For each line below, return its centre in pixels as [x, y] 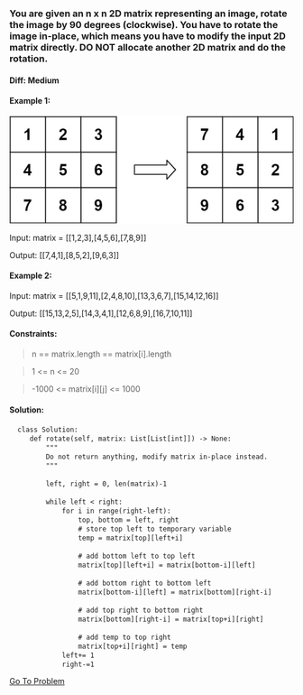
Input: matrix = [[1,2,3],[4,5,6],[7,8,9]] [78, 237]
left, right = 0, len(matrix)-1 [106, 484]
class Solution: [48, 430]
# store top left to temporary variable [155, 529]
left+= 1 [78, 656]
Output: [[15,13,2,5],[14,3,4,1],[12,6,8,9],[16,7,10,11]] [101, 313]
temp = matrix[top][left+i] [130, 538]
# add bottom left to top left [137, 556]
